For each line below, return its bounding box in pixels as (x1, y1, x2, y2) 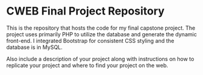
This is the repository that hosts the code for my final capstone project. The (6, 24, 196, 31)
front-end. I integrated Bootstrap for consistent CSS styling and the (6, 37, 174, 44)
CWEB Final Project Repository (6, 4, 165, 18)
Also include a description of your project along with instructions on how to (6, 55, 194, 62)
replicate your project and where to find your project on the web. (6, 62, 168, 69)
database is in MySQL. (6, 44, 63, 51)
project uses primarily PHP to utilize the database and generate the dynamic (6, 30, 198, 37)
